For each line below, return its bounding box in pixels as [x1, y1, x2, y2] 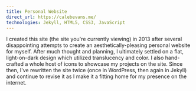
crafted [6, 60, 24, 68]
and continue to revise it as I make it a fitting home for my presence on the [6, 73, 187, 80]
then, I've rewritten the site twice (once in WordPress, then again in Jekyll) [6, 67, 187, 74]
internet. [6, 79, 27, 86]
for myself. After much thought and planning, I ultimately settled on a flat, [6, 48, 184, 55]
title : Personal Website [6, 8, 67, 15]
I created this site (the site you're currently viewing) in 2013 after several [6, 36, 182, 43]
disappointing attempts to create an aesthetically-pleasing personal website [6, 42, 191, 49]
